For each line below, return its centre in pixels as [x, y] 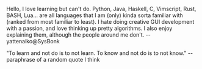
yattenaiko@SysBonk [33, 41]
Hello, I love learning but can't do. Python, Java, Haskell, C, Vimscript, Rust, [101, 9]
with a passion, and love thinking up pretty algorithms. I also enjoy [89, 28]
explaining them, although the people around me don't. [75, 35]
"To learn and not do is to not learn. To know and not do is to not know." [96, 53]
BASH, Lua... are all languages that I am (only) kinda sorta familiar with [95, 15]
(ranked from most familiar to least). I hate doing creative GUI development [100, 22]
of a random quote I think [68, 60]
